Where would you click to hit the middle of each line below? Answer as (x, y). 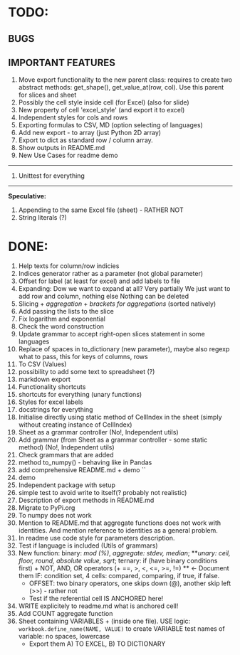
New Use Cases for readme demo (68, 155)
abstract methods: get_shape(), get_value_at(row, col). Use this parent (121, 87)
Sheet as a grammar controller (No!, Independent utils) (98, 432)
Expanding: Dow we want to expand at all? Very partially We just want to (124, 289)
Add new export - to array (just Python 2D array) (90, 133)
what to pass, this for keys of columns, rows (83, 357)
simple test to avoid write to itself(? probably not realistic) (103, 493)
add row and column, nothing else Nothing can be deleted (104, 297)
